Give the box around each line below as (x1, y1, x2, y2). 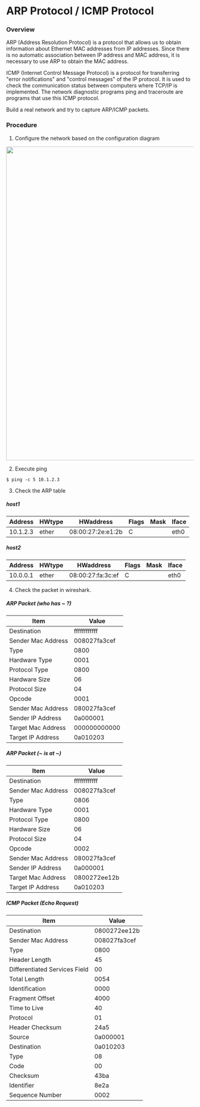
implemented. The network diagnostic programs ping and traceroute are (6, 88, 183, 96)
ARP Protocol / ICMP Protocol (6, 4, 154, 18)
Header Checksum (9, 1023, 62, 1031)
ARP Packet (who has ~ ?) (6, 600, 71, 607)
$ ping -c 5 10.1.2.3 (6, 476, 60, 482)
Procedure (6, 121, 37, 129)
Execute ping (14, 465, 48, 472)
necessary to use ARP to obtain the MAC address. (6, 58, 129, 65)
